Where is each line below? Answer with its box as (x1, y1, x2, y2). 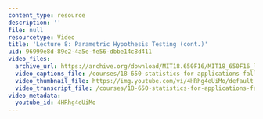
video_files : (8, 56, 51, 63)
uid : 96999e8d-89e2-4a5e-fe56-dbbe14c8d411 (8, 48, 153, 56)
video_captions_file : (15, 70, 86, 78)
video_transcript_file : (15, 84, 92, 92)
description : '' (8, 19, 61, 27)
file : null (8, 26, 44, 34)
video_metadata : (8, 92, 61, 99)
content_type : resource (8, 11, 86, 20)
